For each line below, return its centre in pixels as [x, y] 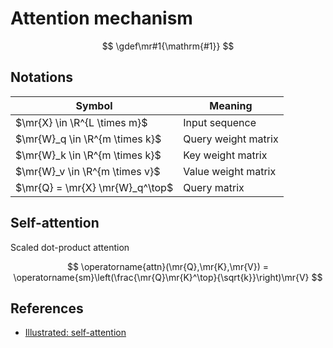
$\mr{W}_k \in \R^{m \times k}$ [88, 155]
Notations [41, 77]
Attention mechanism [101, 18]
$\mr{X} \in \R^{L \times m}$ [81, 122]
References [47, 308]
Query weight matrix [231, 139]
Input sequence [220, 122]
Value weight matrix [230, 171]
